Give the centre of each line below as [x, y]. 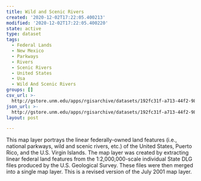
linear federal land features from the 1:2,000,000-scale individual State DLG [99, 159]
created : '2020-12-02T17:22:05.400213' [56, 17]
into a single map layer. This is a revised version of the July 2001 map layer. [99, 172]
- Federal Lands [32, 46]
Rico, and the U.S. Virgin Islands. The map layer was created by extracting [98, 153]
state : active [24, 28]
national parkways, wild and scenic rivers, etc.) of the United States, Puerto [99, 146]
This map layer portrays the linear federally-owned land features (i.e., [92, 140]
